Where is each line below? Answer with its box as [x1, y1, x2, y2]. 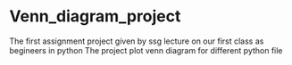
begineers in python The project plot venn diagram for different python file [9, 45, 283, 55]
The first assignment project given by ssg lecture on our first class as [9, 36, 264, 46]
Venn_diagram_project [9, 6, 181, 27]
